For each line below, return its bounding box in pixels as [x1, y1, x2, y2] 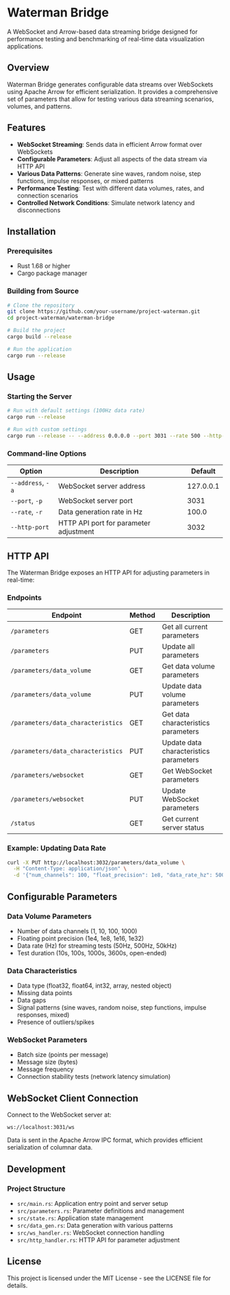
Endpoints [7, 592, 42, 602]
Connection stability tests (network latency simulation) [16, 1073, 171, 1081]
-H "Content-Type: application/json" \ [13, 865, 127, 872]
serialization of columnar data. [7, 1143, 93, 1152]
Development [7, 1163, 66, 1175]
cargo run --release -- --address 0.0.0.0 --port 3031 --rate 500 [7, 432, 201, 439]
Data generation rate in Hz [57, 507, 143, 517]
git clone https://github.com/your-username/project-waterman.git [7, 308, 201, 315]
